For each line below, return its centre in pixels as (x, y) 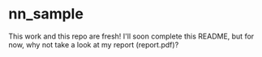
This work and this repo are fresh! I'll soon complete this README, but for (131, 36)
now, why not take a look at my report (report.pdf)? (94, 44)
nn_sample (46, 14)
